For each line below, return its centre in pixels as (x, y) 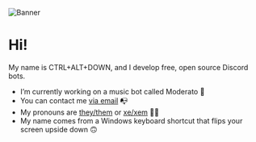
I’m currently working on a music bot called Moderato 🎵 (112, 91)
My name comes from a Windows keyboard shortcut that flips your (131, 120)
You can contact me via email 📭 (74, 100)
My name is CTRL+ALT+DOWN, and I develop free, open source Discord (128, 67)
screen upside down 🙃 (59, 129)
